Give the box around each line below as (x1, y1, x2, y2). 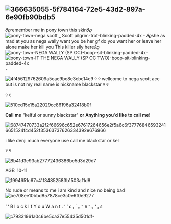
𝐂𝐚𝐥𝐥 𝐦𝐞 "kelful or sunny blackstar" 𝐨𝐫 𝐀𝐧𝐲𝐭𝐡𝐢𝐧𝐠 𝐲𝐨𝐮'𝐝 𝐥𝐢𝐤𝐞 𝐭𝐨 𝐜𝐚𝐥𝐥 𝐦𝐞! (5, 111, 151, 118)
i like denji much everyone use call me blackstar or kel (5, 137, 119, 143)
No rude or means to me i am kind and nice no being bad (5, 187, 125, 193)
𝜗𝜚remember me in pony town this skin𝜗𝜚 (5, 27, 92, 33)
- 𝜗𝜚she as (142, 32, 165, 38)
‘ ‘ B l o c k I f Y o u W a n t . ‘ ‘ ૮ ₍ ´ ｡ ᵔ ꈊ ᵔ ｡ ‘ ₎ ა (5, 203, 103, 209)
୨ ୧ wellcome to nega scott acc (94, 75, 160, 82)
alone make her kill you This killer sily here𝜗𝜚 (5, 43, 100, 50)
